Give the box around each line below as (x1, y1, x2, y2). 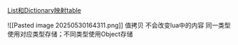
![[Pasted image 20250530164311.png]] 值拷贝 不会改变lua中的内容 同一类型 (7, 21, 232, 30)
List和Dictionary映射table (7, 6, 82, 14)
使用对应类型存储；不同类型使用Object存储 (7, 30, 133, 38)
